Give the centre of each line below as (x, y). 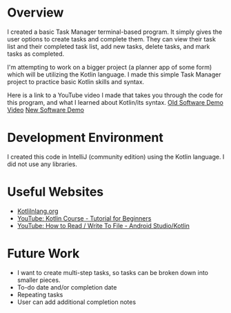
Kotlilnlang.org (38, 211)
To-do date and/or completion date (67, 287)
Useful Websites (56, 192)
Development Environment (85, 138)
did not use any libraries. (42, 164)
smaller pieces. (39, 280)
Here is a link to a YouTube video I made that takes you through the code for (115, 95)
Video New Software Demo (46, 110)
